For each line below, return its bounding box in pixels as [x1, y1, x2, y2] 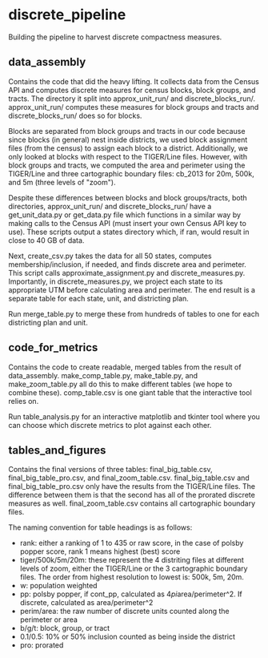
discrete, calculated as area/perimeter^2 [19, 598, 154, 608]
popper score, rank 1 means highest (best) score [19, 547, 181, 556]
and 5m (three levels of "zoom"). [8, 177, 116, 187]
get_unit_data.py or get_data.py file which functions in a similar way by [8, 210, 242, 220]
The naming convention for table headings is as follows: [8, 523, 193, 532]
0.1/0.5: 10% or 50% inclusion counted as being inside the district [19, 632, 236, 642]
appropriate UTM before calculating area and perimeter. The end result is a [8, 285, 256, 294]
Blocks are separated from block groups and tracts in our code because [8, 126, 246, 135]
